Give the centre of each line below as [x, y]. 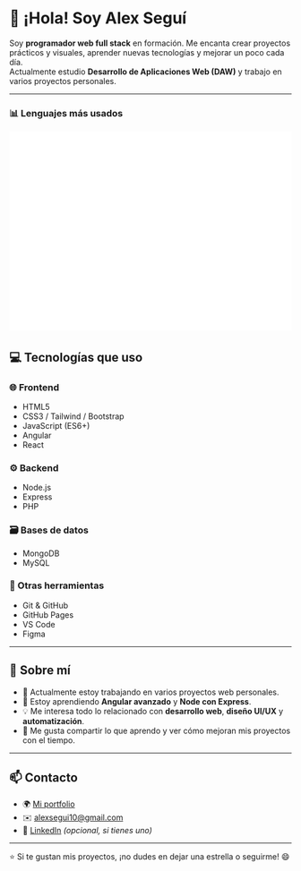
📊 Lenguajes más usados [66, 113]
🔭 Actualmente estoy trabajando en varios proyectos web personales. [150, 692]
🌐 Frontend [34, 387]
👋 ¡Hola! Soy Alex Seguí [98, 18]
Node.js [37, 488]
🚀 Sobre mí [40, 670]
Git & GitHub [45, 605]
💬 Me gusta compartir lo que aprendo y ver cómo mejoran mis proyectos [156, 730]
